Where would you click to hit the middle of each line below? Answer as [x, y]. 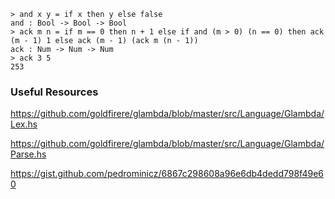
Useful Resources [54, 92]
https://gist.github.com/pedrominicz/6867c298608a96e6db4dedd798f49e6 [167, 174]
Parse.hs [28, 154]
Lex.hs [24, 124]
